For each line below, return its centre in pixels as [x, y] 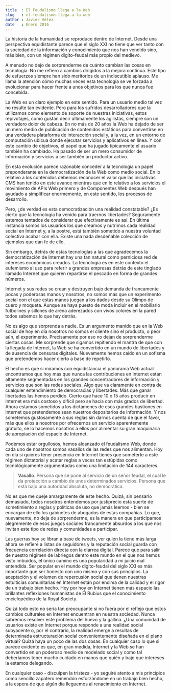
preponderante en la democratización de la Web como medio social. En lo [83, 172]
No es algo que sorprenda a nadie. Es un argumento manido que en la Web [84, 326]
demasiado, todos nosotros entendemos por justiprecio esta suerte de [79, 502]
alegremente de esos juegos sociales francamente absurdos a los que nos [83, 523]
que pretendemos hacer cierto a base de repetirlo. [58, 359]
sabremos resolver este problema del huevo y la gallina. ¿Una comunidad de [86, 620]
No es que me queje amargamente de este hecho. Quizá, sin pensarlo [79, 496]
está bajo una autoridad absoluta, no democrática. [71, 487]
